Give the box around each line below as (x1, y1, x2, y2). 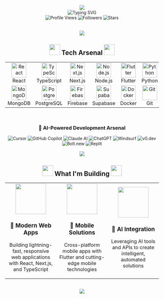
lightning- (29, 241, 53, 248)
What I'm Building (54, 169, 110, 178)
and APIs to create (112, 244, 155, 251)
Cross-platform (64, 241, 100, 248)
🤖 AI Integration (111, 225, 155, 233)
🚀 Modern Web (10, 222, 52, 230)
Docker (120, 100, 137, 106)
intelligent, (121, 250, 145, 257)
